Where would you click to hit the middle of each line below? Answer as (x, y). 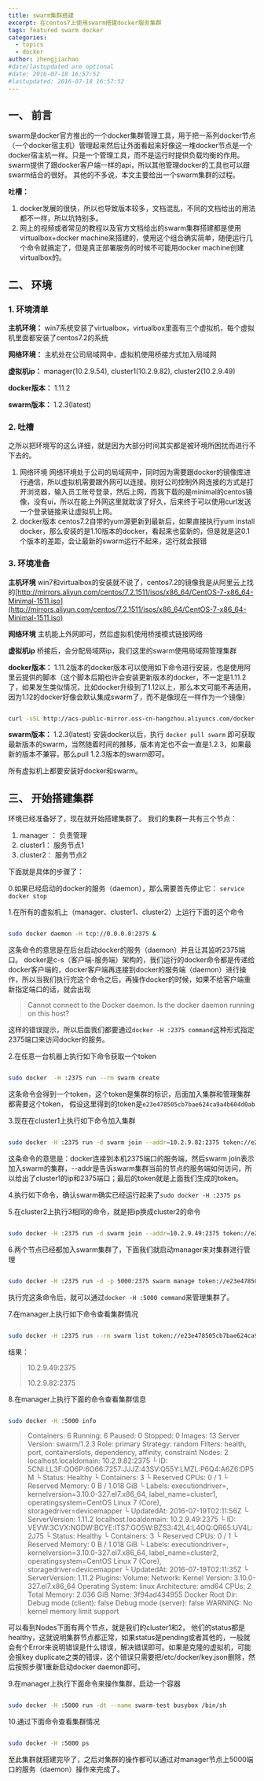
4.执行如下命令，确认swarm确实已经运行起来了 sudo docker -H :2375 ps (125, 1194)
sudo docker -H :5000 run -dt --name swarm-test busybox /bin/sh (117, 1705)
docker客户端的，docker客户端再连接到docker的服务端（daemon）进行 (124, 970)
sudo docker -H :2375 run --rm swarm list (79, 1335)
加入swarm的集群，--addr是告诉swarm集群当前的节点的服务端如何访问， (127, 1168)
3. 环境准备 (29, 564)
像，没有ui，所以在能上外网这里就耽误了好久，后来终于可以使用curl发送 (135, 502)
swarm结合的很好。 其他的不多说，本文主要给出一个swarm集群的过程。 (124, 175)
